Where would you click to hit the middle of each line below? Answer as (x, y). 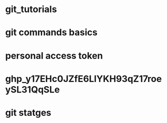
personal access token (54, 55)
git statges (28, 113)
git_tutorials (31, 9)
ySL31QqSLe (32, 89)
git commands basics (52, 33)
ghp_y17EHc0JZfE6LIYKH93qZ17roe (83, 79)
